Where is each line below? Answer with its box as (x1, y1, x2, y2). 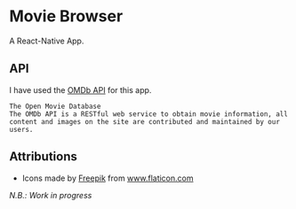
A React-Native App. (9, 35, 84, 46)
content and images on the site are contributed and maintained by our (9, 117, 280, 126)
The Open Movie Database (9, 102, 101, 111)
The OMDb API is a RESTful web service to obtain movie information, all (9, 109, 289, 119)
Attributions (9, 149, 78, 165)
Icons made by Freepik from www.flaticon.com (21, 173, 194, 183)
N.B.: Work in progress (9, 190, 92, 200)
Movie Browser (9, 6, 124, 27)
